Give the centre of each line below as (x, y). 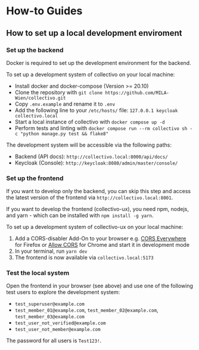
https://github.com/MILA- (137, 93)
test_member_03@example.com (49, 317)
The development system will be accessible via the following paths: (89, 145)
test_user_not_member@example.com (57, 330)
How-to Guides (44, 11)
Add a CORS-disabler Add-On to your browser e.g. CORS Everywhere (100, 239)
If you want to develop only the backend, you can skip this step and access (99, 191)
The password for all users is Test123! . (54, 340)
